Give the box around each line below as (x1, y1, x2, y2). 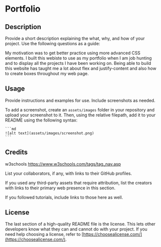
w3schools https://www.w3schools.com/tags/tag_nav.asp (5, 161, 121, 167)
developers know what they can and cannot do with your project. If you (5, 226, 148, 232)
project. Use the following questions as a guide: (5, 41, 100, 46)
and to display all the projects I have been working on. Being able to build (5, 61, 151, 66)
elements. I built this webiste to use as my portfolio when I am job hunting (5, 55, 152, 61)
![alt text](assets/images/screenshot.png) (5, 131, 95, 136)
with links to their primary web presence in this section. (5, 185, 115, 191)
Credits (5, 148, 28, 156)
